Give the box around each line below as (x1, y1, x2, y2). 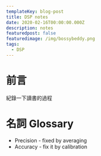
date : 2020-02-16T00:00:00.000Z (6, 19, 85, 25)
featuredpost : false (6, 30, 57, 36)
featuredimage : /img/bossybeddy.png (6, 36, 95, 42)
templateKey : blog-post (6, 8, 64, 15)
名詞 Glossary (6, 117, 74, 130)
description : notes (6, 25, 54, 31)
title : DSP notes (6, 14, 48, 20)
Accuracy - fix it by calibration (14, 143, 88, 150)
